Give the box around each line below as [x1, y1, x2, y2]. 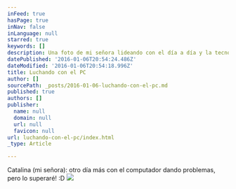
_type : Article [7, 141, 52, 148]
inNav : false [7, 23, 46, 30]
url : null [13, 120, 42, 128]
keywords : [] [7, 43, 46, 50]
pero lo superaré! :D [7, 174, 65, 183]
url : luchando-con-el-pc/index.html [7, 134, 114, 141]
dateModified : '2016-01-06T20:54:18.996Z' [7, 62, 133, 69]
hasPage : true [7, 17, 49, 24]
